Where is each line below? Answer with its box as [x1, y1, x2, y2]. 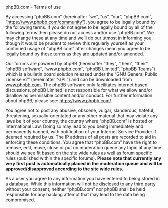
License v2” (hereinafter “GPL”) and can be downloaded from [5, 77, 132, 82]
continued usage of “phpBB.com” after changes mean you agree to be [5, 46, 150, 51]
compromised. [5, 197, 35, 203]
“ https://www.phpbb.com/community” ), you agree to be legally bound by [5, 19, 156, 25]
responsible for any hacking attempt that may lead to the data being [5, 192, 145, 197]
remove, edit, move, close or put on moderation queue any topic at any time [5, 145, 162, 150]
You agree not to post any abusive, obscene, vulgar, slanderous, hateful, [5, 107, 155, 113]
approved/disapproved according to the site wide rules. [5, 166, 124, 172]
